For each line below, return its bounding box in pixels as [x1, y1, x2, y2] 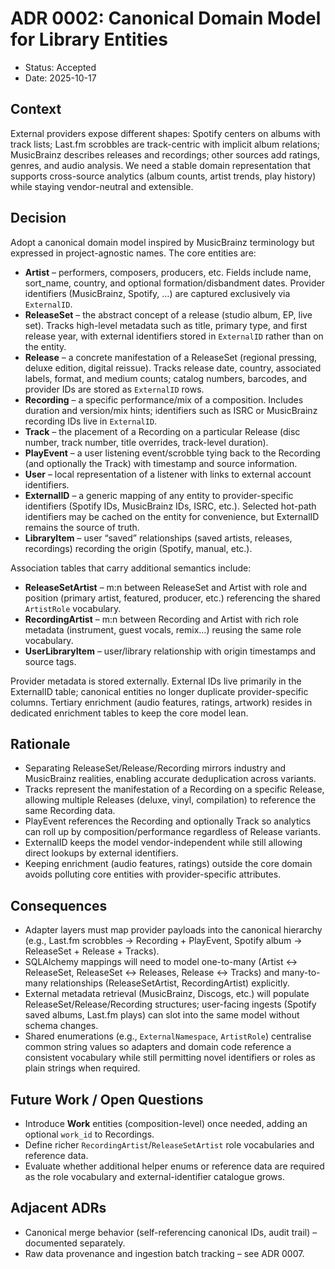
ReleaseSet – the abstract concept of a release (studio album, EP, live [24, 308, 313, 321]
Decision [10, 210, 67, 227]
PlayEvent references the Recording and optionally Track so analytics [24, 815, 312, 827]
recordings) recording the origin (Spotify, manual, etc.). [24, 542, 253, 554]
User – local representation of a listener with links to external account [24, 468, 312, 480]
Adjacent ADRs [10, 1200, 107, 1217]
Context [10, 101, 62, 118]
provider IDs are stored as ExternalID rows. [24, 383, 205, 395]
